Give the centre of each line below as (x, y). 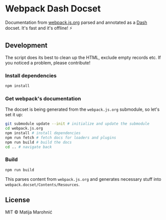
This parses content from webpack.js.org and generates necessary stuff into (83, 179)
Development (27, 45)
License (18, 200)
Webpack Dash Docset (53, 9)
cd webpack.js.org (24, 129)
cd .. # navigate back (28, 147)
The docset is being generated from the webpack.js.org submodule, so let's (83, 109)
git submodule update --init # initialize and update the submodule (77, 124)
